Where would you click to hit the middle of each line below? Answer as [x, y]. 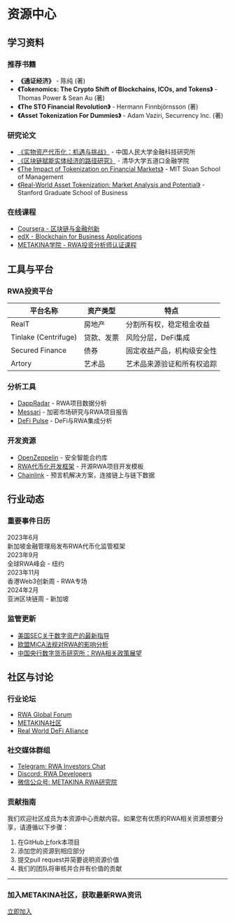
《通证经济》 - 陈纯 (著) [51, 81]
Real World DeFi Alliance [53, 731]
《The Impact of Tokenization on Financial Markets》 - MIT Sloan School [119, 169]
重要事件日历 [29, 521]
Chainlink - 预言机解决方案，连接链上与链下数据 [86, 475]
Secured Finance [39, 350]
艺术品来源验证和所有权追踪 [171, 364]
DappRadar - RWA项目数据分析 [62, 403]
